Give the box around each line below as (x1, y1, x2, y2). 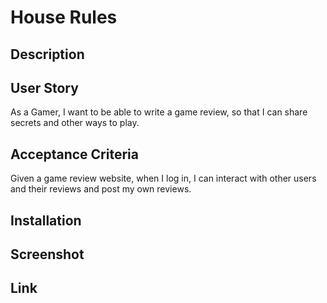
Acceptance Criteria (10, 146, 139, 163)
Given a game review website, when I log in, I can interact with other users (10, 172, 317, 185)
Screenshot (10, 246, 85, 263)
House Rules (10, 6, 118, 29)
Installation (10, 212, 82, 229)
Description (10, 46, 85, 63)
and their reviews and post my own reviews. (10, 183, 192, 195)
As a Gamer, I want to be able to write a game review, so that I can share (10, 106, 308, 118)
